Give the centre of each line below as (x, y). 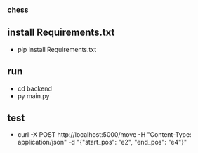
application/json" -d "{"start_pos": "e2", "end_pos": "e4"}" (102, 142)
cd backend (35, 88)
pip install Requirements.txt (57, 49)
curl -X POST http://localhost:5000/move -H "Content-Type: (104, 135)
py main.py (33, 95)
